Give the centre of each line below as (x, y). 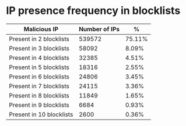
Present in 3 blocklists (39, 48)
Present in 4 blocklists (39, 57)
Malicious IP (41, 29)
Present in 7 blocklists (39, 86)
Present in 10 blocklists (41, 114)
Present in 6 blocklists (39, 77)
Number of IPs (99, 29)
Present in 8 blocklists (39, 95)
